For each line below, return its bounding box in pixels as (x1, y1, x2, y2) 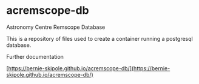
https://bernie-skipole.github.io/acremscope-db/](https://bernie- (8, 64, 170, 72)
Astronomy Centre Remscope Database (6, 23, 106, 31)
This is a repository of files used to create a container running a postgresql (6, 35, 193, 42)
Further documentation (6, 53, 64, 60)
